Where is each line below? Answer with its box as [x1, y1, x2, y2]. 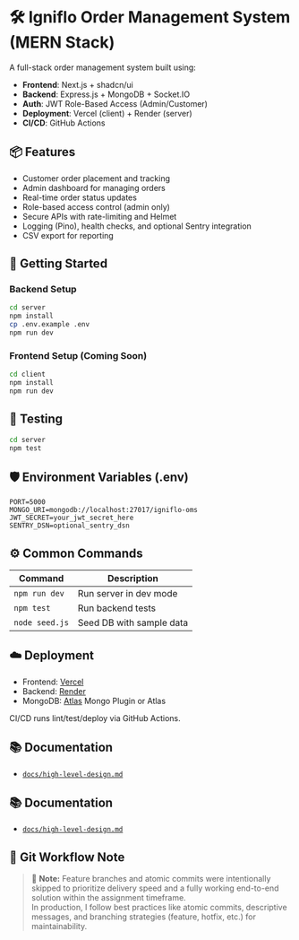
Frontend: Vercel [21, 676, 84, 687]
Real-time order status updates [21, 192, 137, 203]
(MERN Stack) [9, 32, 115, 53]
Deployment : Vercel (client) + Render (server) [21, 108, 192, 118]
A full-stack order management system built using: [9, 62, 197, 73]
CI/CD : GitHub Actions [21, 117, 106, 128]
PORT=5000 [9, 498, 47, 507]
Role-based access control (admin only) [21, 201, 170, 212]
